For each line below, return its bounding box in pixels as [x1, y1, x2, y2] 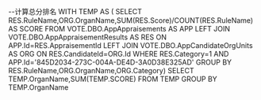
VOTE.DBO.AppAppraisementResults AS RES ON [8, 32, 167, 42]
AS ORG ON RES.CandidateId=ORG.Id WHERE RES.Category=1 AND [8, 50, 229, 58]
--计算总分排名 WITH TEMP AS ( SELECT [8, 7, 143, 16]
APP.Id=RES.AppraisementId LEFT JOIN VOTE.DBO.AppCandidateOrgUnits [8, 41, 253, 50]
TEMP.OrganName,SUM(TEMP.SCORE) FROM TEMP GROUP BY [8, 74, 218, 83]
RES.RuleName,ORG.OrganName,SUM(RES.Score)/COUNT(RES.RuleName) [8, 16, 254, 25]
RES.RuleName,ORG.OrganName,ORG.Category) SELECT [8, 66, 194, 75]
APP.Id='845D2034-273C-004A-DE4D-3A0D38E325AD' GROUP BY [8, 57, 232, 67]
